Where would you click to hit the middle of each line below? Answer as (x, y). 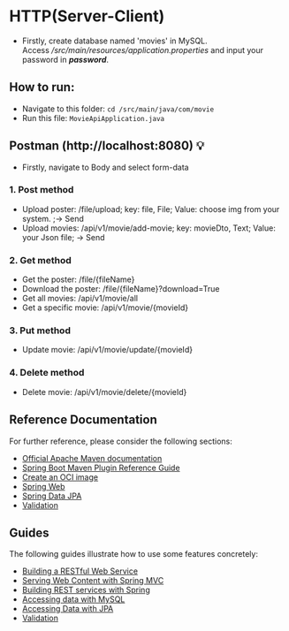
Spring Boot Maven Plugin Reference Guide (101, 468)
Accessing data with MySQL (73, 599)
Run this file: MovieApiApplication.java (93, 118)
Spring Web (43, 486)
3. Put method (40, 331)
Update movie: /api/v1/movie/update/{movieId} (107, 350)
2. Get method (41, 260)
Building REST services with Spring (86, 590)
